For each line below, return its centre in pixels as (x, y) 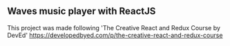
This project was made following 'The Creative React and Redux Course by (114, 27)
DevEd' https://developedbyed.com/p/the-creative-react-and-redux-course (115, 35)
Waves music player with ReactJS (82, 11)
